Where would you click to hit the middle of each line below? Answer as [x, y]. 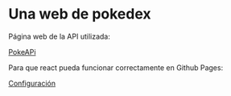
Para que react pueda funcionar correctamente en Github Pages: [116, 67]
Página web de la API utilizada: [59, 36]
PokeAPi [22, 52]
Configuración [32, 83]
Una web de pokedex [80, 14]
